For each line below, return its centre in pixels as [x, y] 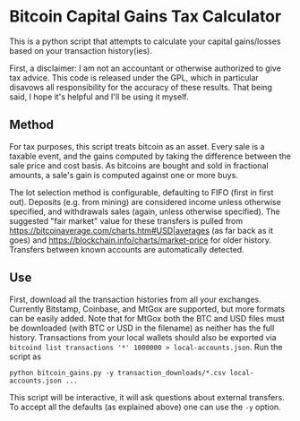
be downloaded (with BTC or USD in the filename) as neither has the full [142, 328]
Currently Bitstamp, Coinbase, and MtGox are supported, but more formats [147, 309]
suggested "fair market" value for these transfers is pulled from [126, 220]
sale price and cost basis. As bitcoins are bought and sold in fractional [139, 165]
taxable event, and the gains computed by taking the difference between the [150, 156]
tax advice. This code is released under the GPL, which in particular [134, 77]
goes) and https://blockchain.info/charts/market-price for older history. [140, 240]
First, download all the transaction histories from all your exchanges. [135, 299]
